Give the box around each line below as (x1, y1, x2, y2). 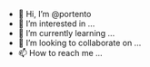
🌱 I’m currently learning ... (17, 28, 115, 38)
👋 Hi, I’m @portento (17, 9, 92, 19)
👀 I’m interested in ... (17, 18, 95, 29)
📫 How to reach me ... (17, 48, 103, 58)
